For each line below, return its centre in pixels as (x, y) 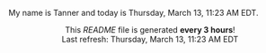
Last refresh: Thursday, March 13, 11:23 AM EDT (150, 39)
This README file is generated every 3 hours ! (150, 30)
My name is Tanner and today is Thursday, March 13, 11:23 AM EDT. (133, 13)
